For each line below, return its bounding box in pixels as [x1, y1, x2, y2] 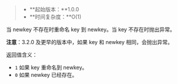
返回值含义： [6, 51, 37, 58]
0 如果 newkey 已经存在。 [14, 71, 78, 78]
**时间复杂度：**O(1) [29, 13, 82, 20]
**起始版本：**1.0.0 [29, 6, 80, 13]
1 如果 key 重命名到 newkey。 [14, 64, 88, 71]
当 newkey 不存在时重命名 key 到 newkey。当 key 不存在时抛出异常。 [6, 26, 176, 33]
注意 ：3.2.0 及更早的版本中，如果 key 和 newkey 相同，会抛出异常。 [6, 39, 173, 45]
